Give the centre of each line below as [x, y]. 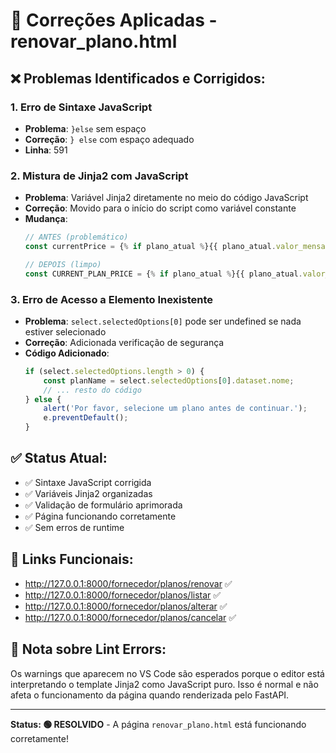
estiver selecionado [65, 331]
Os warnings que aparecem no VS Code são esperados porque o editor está [167, 673]
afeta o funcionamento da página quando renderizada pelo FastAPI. [150, 695]
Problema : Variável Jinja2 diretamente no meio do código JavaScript [166, 198]
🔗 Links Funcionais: [72, 559]
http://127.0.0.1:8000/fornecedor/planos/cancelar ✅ [130, 617]
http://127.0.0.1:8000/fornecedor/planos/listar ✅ [123, 595]
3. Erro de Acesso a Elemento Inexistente [112, 299]
